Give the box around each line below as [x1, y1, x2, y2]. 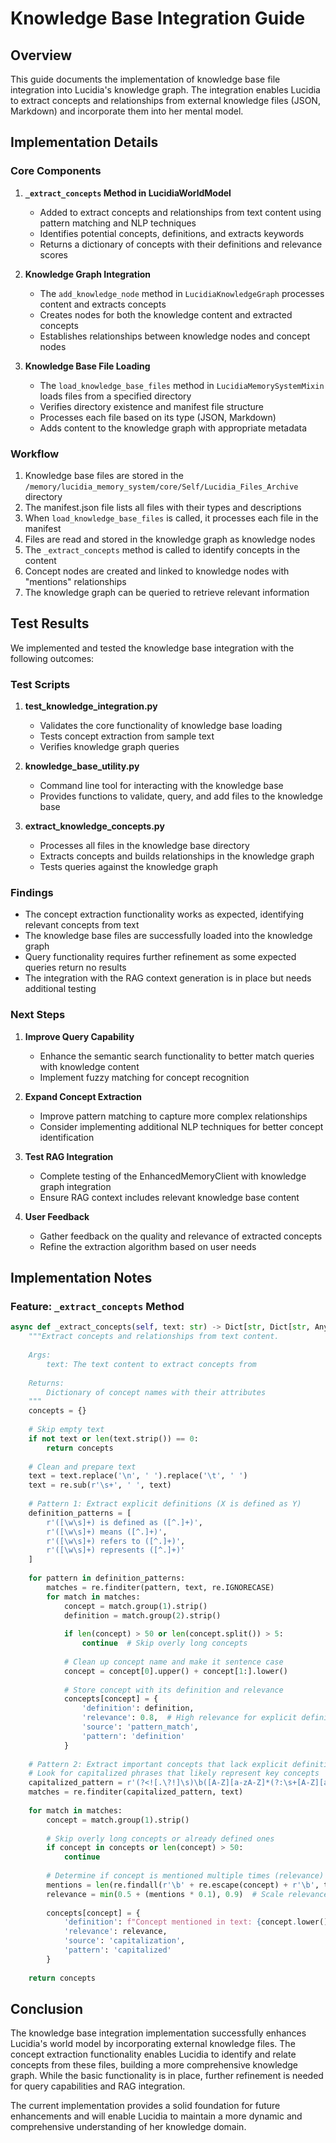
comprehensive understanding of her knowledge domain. [10, 2121, 247, 2133]
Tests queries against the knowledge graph [39, 861, 218, 873]
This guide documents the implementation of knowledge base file [10, 73, 281, 85]
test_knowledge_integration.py [24, 700, 158, 712]
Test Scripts [10, 677, 71, 691]
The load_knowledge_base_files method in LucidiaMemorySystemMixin [39, 379, 325, 391]
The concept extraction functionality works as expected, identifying [24, 908, 305, 921]
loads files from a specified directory [39, 390, 192, 402]
